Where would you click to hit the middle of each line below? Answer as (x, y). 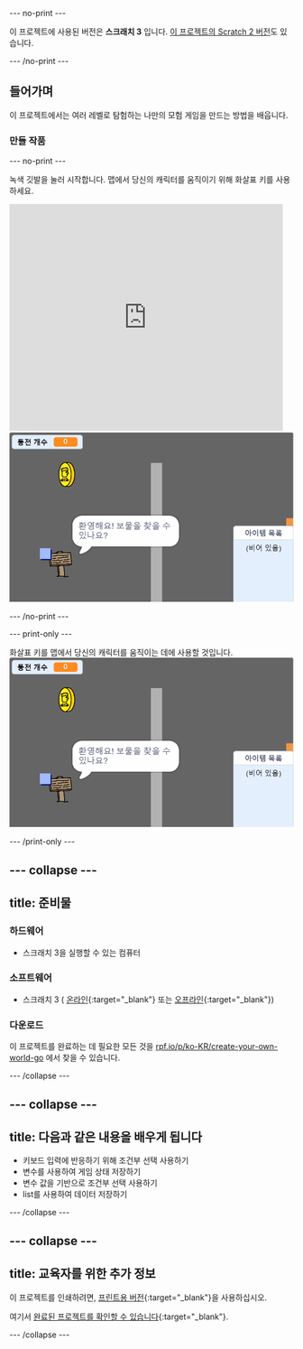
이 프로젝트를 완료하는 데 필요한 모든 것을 (82, 1047)
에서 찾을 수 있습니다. (83, 1058)
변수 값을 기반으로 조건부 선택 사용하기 (90, 1183)
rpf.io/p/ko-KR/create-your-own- (216, 1047)
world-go (27, 1058)
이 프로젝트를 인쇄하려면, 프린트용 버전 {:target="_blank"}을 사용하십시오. (138, 1297)
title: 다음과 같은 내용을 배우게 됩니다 (106, 1137)
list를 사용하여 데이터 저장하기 (75, 1195)
